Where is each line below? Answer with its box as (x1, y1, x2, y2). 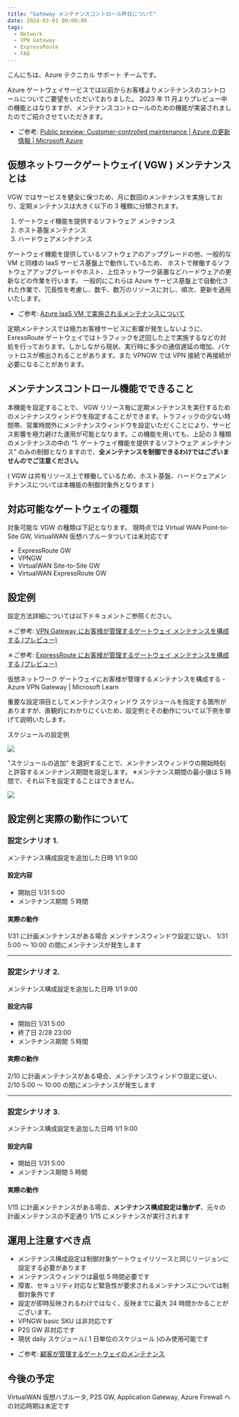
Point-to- (202, 524, 230, 532)
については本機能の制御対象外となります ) (31, 480, 154, 489)
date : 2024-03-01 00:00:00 (7, 17, 87, 24)
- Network (14, 30, 43, 38)
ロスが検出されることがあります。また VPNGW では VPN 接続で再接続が (19, 351, 231, 359)
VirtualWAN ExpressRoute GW (17, 569, 107, 578)
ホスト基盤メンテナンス (17, 225, 87, 234)
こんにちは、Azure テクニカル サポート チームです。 (7, 70, 160, 79)
